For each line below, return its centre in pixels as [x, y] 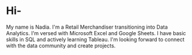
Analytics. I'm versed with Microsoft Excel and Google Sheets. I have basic [96, 33]
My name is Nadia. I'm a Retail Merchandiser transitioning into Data [87, 27]
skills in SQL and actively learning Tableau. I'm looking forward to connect [95, 39]
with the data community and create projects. [61, 46]
